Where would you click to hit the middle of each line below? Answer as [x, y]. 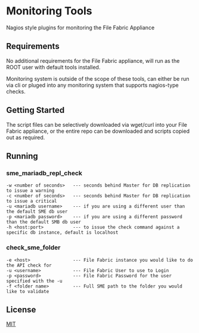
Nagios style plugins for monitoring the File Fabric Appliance [80, 28]
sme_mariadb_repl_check [44, 173]
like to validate [28, 291]
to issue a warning [30, 191]
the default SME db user [37, 212]
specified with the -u [34, 281]
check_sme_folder [33, 248]
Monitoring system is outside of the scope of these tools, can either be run [98, 78]
